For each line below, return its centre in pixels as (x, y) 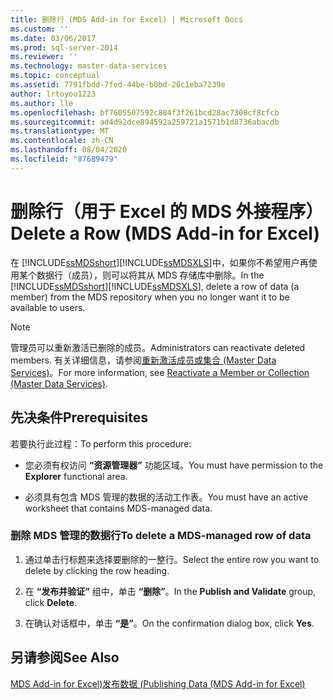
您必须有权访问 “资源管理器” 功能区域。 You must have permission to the (174, 465)
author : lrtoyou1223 (53, 94)
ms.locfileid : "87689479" (64, 159)
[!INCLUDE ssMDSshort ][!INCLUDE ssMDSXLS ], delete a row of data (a (155, 286)
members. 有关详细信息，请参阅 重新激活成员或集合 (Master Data (143, 360)
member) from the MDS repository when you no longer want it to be (150, 297)
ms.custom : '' (40, 29)
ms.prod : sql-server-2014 (64, 47)
